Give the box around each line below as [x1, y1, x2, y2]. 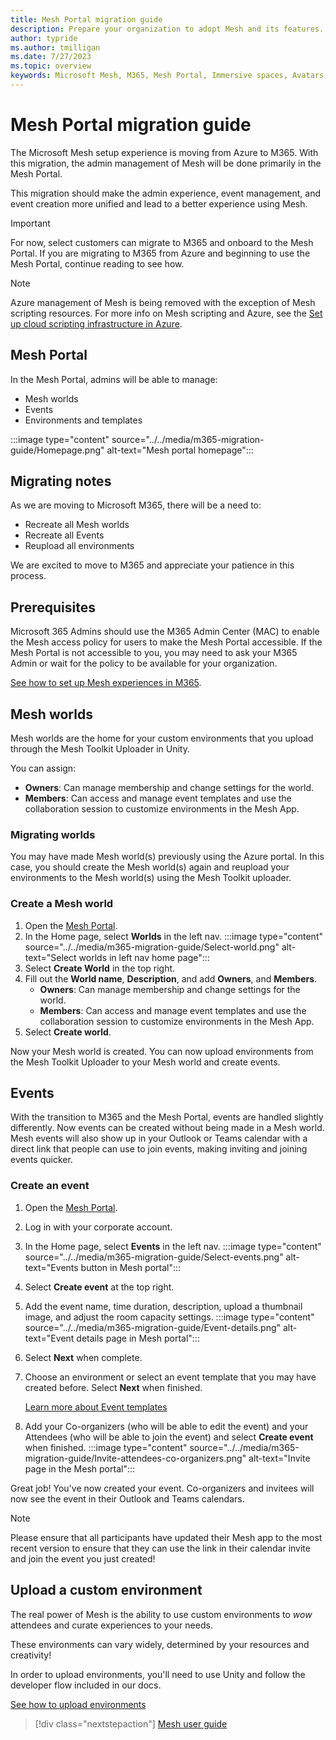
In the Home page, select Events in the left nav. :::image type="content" [24, 1240, 322, 1252]
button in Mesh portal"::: [80, 1261, 182, 1273]
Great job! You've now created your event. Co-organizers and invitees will [10, 1482, 315, 1494]
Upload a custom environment [10, 1582, 203, 1599]
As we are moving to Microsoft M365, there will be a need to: [10, 499, 262, 511]
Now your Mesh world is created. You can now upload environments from [10, 1045, 314, 1057]
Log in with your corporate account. [24, 1221, 173, 1233]
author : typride [10, 33, 78, 43]
